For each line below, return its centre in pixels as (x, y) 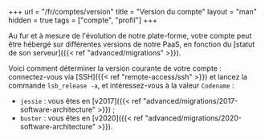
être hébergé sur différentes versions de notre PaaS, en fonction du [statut (132, 44)
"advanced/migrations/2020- (194, 118)
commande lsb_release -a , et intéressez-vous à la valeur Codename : (121, 85)
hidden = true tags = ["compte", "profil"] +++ (83, 20)
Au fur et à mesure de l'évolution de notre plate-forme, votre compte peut (130, 36)
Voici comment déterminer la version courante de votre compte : (115, 68)
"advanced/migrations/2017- (191, 101)
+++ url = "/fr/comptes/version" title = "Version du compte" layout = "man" (132, 12)
